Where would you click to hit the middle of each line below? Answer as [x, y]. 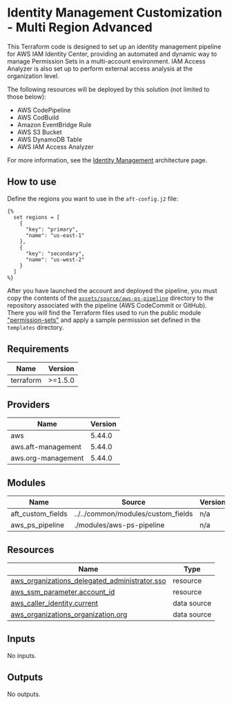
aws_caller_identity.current [55, 603]
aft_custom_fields [39, 514]
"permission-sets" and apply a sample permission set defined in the [104, 320]
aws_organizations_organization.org [69, 614]
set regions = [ [37, 217]
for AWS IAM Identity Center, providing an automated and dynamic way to [112, 54]
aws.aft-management [46, 447]
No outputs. [24, 694]
